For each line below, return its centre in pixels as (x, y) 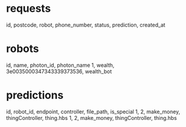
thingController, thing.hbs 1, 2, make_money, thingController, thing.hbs (92, 118)
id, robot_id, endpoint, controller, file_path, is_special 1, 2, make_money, (93, 112)
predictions (35, 95)
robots (23, 49)
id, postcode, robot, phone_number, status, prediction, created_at (86, 25)
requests (29, 9)
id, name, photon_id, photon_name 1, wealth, (60, 65)
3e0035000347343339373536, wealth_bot (59, 71)
